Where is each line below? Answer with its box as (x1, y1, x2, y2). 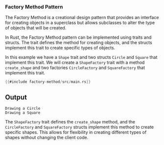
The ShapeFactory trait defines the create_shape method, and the (5, 119, 136, 124)
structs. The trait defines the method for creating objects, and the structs (5, 40, 153, 46)
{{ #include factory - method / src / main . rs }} (5, 79, 91, 84)
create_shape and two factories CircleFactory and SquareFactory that (5, 65, 145, 71)
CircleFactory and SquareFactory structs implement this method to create (5, 124, 154, 130)
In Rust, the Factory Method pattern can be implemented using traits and (5, 34, 152, 40)
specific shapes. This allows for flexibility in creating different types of (5, 129, 147, 135)
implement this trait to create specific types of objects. (5, 45, 116, 51)
